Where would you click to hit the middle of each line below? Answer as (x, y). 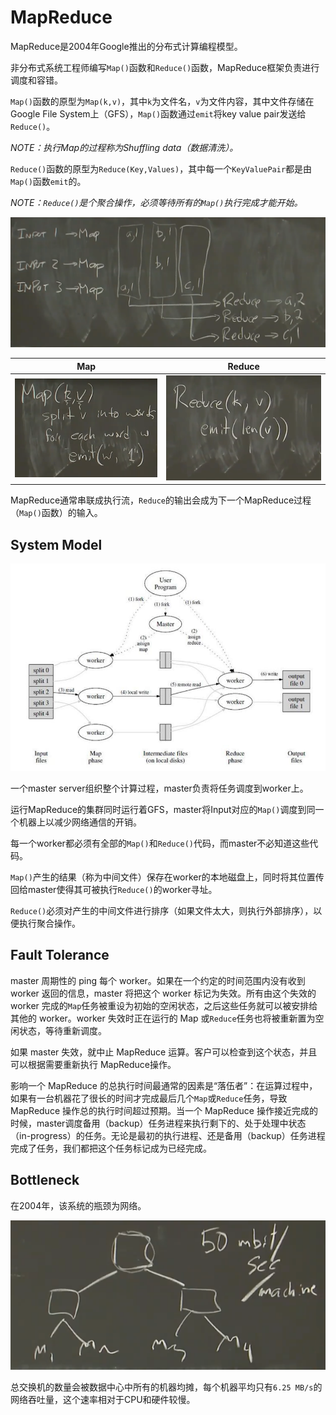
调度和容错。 (36, 80)
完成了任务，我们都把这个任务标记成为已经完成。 (111, 1148)
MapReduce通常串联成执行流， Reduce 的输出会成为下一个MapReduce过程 (161, 500)
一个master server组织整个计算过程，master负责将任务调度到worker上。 (159, 788)
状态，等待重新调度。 (62, 1030)
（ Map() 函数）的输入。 (56, 513)
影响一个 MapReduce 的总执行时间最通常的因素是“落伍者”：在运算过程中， (164, 1085)
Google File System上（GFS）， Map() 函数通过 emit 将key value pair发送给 (158, 113)
